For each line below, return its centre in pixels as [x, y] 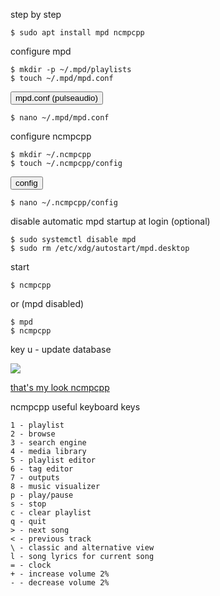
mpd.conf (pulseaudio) [56, 98]
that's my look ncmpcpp [60, 387]
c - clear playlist [51, 513]
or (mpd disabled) [47, 303]
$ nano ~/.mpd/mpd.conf [60, 118]
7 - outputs [35, 478]
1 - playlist [37, 425]
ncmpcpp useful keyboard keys [75, 407]
